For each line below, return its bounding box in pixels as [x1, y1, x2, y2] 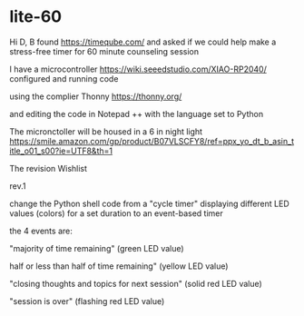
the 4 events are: [9, 225, 73, 236]
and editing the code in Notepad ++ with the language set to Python [9, 108, 264, 119]
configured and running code [9, 73, 119, 84]
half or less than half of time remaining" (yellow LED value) [9, 261, 229, 272]
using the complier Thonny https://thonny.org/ [9, 91, 182, 102]
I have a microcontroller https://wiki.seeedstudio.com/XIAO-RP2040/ [9, 64, 268, 74]
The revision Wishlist [9, 163, 88, 173]
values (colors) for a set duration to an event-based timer [9, 207, 224, 219]
